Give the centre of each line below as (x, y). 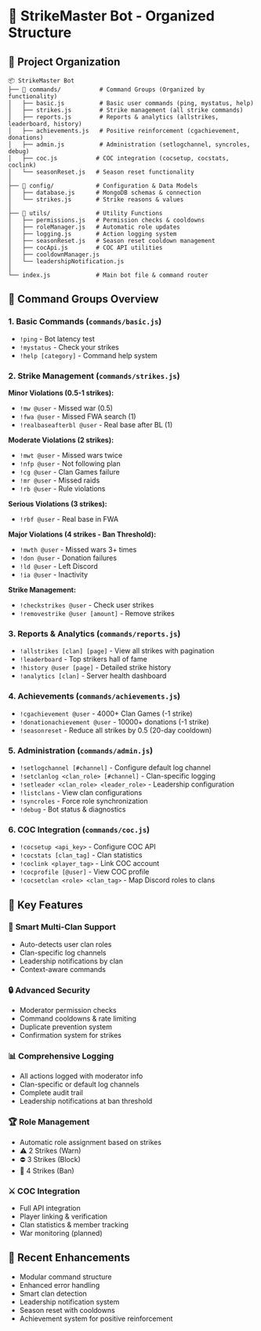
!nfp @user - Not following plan (70, 464)
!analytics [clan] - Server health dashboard (93, 676)
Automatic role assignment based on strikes (91, 1142)
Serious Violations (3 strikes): (58, 504)
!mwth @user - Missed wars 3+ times (78, 549)
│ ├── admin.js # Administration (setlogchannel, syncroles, (129, 145)
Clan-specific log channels (63, 952)
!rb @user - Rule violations (62, 488)
